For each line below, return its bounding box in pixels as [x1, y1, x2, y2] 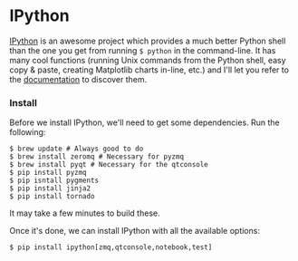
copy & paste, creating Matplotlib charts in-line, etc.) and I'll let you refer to [9, 64, 290, 75]
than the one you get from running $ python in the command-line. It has [9, 44, 276, 55]
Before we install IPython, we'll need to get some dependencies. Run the [9, 117, 281, 128]
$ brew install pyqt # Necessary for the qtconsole [9, 160, 208, 169]
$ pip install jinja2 [9, 184, 91, 193]
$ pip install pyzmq [9, 169, 88, 178]
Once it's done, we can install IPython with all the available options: [9, 226, 261, 237]
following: [9, 127, 46, 138]
